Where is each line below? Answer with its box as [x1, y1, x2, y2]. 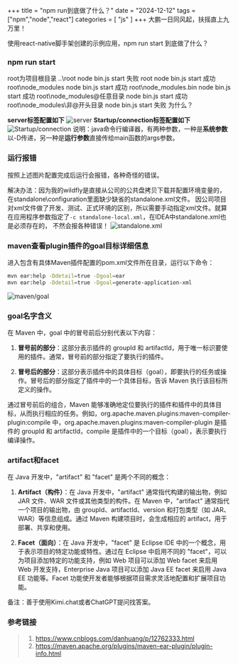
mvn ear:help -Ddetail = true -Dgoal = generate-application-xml [7, 279, 193, 286]
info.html [35, 649, 62, 658]
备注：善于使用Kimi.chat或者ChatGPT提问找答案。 [7, 598, 155, 606]
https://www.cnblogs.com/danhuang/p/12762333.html [35, 634, 195, 643]
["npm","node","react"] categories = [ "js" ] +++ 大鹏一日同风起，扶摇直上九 [7, 15, 229, 23]
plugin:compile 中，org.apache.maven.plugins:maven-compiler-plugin [7, 418, 213, 426]
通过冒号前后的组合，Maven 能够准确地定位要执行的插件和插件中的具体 [7, 400, 216, 408]
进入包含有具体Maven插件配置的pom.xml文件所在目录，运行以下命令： [7, 258, 215, 266]
